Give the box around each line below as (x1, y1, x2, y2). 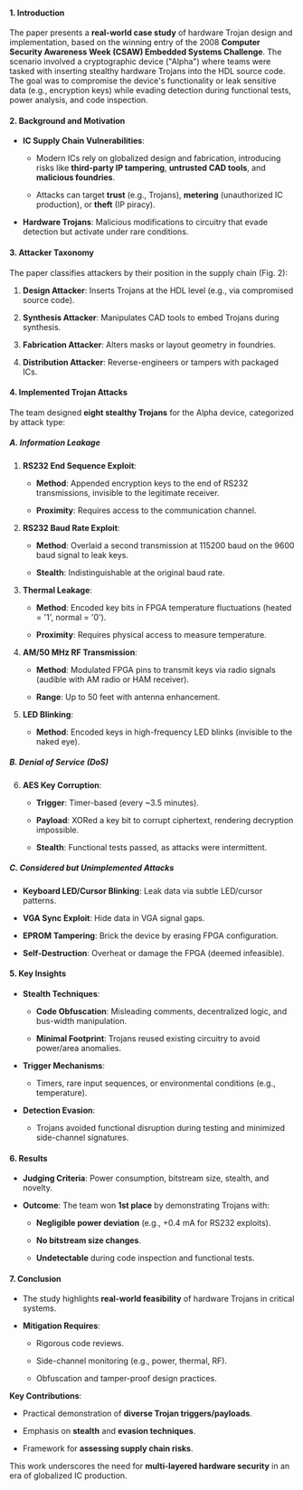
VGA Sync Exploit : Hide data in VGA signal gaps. (22, 912, 205, 923)
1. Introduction (9, 7, 65, 18)
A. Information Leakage (9, 437, 101, 448)
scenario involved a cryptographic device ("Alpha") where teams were (9, 56, 271, 67)
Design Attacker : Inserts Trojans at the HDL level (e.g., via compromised (22, 285, 294, 296)
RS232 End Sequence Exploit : (22, 460, 137, 470)
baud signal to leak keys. (35, 549, 129, 560)
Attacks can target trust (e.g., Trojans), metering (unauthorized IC (35, 190, 283, 201)
